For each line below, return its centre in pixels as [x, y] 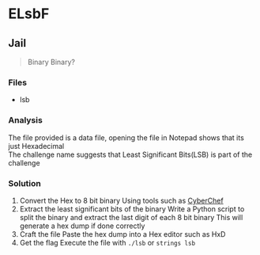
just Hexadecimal [36, 146]
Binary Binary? [51, 62]
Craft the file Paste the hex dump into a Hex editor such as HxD [122, 234]
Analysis [26, 120]
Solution [25, 183]
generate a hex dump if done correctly [82, 226]
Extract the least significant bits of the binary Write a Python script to [132, 209]
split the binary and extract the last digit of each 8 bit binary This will [131, 217]
